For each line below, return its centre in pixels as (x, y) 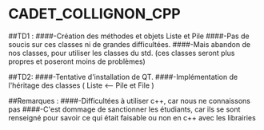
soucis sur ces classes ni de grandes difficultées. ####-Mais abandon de (129, 44)
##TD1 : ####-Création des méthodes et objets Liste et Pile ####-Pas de (129, 36)
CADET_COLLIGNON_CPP (95, 14)
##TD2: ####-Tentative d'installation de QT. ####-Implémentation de (123, 77)
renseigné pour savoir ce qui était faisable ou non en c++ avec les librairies (132, 117)
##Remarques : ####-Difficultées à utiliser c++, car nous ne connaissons (129, 100)
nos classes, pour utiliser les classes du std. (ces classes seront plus (122, 53)
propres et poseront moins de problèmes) (77, 61)
